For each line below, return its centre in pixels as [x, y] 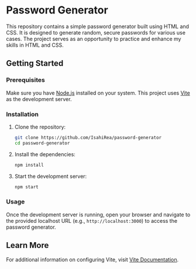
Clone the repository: [40, 127]
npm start [27, 187]
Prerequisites [25, 80]
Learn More [27, 245]
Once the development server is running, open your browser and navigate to [98, 215]
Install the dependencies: [45, 154]
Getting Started [35, 63]
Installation [23, 114]
